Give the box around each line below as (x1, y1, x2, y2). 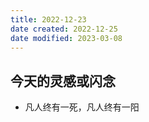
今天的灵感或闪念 (10, 72, 116, 90)
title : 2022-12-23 (10, 14, 87, 25)
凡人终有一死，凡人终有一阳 (24, 101, 140, 113)
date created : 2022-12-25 (10, 24, 118, 34)
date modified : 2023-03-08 (10, 33, 123, 43)
